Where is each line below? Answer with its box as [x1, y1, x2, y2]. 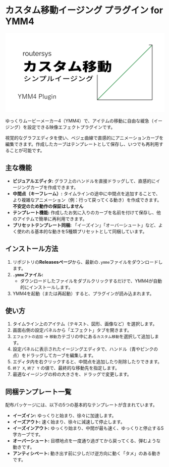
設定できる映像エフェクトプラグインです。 [27, 124, 116, 130]
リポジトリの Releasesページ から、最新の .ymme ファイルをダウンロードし [12, 259, 163, 265]
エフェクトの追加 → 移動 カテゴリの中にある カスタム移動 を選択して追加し [12, 333, 155, 339]
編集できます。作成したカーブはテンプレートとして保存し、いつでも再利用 [5, 141, 159, 147]
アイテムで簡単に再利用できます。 [17, 215, 87, 222]
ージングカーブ [12, 184, 44, 190]
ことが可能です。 [9, 147, 45, 153]
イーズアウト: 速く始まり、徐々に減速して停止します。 [12, 419, 125, 425]
